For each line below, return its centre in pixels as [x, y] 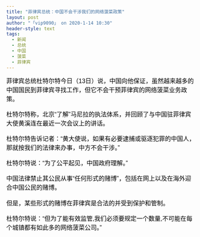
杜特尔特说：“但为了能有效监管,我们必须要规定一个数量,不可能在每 [99, 218]
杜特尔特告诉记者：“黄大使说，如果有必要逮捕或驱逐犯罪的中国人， [101, 139]
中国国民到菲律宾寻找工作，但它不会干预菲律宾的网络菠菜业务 [94, 90]
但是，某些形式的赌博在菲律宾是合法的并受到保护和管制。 [88, 203]
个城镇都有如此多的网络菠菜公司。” [54, 227]
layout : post [23, 17]
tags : [13, 34]
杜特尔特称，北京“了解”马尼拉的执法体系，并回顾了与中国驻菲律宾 [99, 114]
